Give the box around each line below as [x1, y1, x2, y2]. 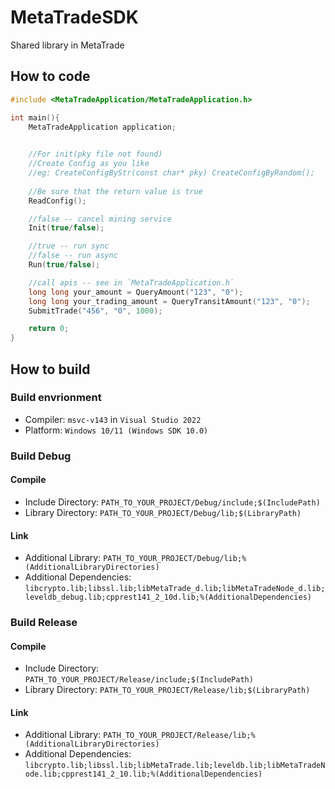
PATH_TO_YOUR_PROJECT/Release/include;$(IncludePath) [24, 675, 254, 685]
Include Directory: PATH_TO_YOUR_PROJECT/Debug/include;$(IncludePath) [24, 496, 321, 508]
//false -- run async [28, 251, 118, 261]
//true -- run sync [28, 241, 110, 251]
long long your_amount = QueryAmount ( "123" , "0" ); [28, 287, 244, 297]
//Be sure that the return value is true [28, 186, 203, 196]
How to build [10, 361, 91, 378]
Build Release [10, 616, 78, 630]
